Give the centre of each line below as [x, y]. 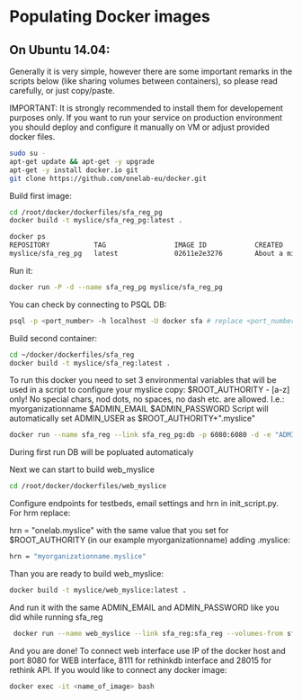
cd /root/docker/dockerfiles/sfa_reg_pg [86, 212]
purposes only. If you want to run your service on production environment [146, 118]
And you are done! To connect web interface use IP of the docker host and [147, 650]
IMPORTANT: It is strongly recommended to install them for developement [146, 108]
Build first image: [40, 195]
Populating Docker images [110, 17]
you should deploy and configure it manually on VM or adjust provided [139, 127]
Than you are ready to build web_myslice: [87, 573]
